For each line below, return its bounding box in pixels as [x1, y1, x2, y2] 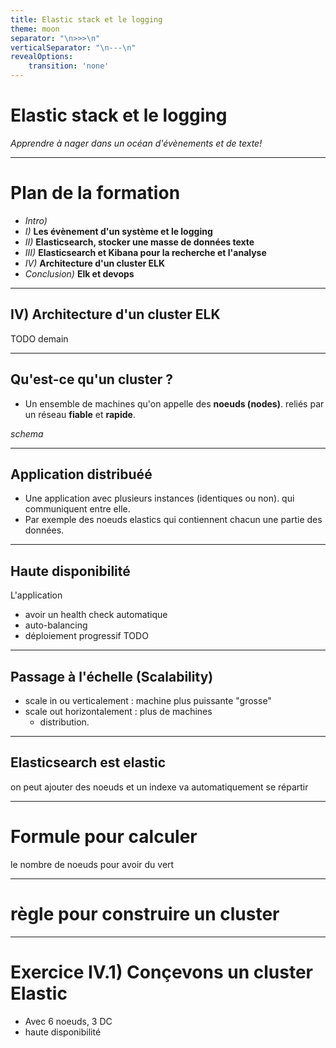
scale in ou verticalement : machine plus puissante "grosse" [24, 694, 272, 706]
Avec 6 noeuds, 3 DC [24, 1015, 113, 1027]
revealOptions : [10, 52, 74, 62]
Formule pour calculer [10, 825, 198, 848]
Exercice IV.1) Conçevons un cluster [10, 961, 313, 983]
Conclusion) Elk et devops [24, 267, 135, 280]
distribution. [39, 716, 90, 728]
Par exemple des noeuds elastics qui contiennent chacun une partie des [24, 514, 323, 526]
